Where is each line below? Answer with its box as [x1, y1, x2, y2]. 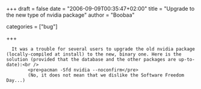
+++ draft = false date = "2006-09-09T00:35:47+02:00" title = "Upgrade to [6, 5, 195, 12]
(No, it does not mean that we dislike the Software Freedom [28, 72, 185, 78]
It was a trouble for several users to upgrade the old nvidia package [11, 46, 196, 52]
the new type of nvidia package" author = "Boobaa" [6, 11, 135, 19]
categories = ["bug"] [6, 23, 58, 30]
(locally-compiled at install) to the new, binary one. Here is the [6, 51, 182, 57]
